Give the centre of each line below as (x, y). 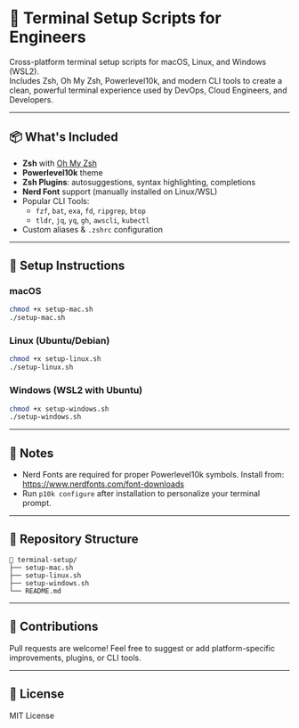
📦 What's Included (64, 137)
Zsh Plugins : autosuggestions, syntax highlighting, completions (139, 182)
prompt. (36, 503)
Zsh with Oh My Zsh (60, 163)
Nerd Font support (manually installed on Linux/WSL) (120, 192)
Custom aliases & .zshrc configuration (92, 229)
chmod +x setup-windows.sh (59, 409)
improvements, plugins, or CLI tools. (75, 658)
